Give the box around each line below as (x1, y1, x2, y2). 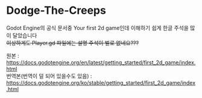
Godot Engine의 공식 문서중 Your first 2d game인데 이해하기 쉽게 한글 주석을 (6, 24, 189, 31)
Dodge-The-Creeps (6, 4, 107, 17)
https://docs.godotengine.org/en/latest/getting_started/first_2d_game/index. (6, 58, 196, 66)
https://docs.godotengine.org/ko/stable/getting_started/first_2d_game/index (6, 79, 196, 86)
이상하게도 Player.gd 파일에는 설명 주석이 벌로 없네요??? (6, 39, 139, 46)
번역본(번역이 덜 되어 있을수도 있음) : (6, 72, 92, 79)
